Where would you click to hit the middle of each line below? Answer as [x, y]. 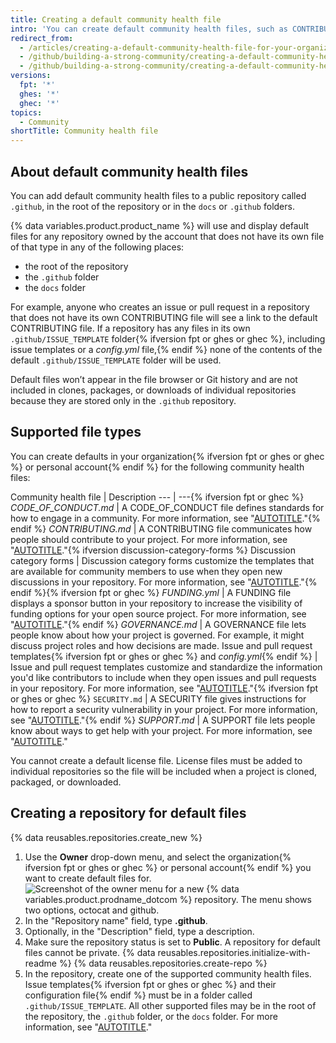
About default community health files [129, 171]
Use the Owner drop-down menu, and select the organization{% [158, 857]
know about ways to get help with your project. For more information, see [161, 730]
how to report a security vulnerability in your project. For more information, [164, 709]
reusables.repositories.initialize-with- [234, 952]
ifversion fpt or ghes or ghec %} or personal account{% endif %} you [168, 867]
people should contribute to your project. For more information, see [149, 539]
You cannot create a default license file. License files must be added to [156, 760]
